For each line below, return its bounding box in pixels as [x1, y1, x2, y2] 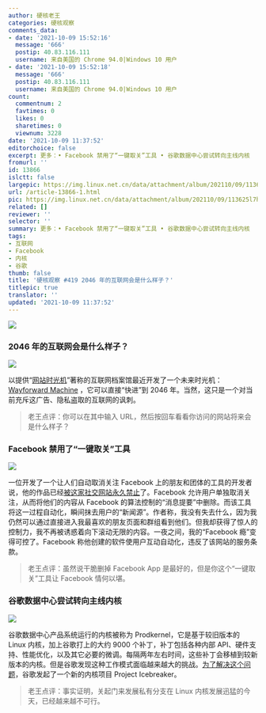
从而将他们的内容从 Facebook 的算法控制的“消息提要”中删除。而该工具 [21, 498, 252, 507]
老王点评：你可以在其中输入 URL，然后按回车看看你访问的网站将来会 [27, 412, 252, 422]
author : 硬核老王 [8, 11, 61, 20]
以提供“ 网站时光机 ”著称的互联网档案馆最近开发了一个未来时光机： [8, 375, 223, 385]
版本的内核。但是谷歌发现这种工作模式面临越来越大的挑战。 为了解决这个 [8, 659, 244, 669]
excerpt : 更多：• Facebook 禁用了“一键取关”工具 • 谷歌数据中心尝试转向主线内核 [8, 151, 251, 159]
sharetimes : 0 [15, 122, 62, 130]
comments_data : [8, 26, 59, 34]
